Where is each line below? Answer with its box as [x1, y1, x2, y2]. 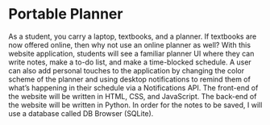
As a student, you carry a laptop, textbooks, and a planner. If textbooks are [8, 31, 257, 41]
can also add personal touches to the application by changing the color [8, 65, 245, 75]
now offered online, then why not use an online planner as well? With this [8, 40, 251, 49]
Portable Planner [8, 5, 123, 23]
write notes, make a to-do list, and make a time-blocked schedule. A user [8, 57, 251, 67]
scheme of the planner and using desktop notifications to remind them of [8, 74, 251, 84]
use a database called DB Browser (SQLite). [8, 108, 154, 118]
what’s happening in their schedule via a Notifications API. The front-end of [8, 82, 259, 93]
